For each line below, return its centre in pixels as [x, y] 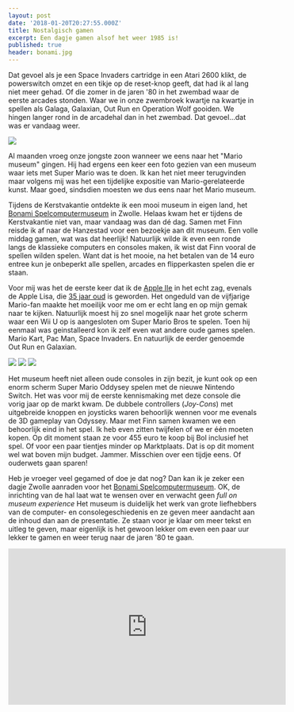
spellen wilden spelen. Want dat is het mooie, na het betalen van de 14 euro [132, 256]
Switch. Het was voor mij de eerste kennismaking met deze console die [125, 395]
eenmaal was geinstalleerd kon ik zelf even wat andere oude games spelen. [132, 330]
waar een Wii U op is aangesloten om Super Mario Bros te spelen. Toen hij [129, 321]
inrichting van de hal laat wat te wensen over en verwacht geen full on [123, 495]
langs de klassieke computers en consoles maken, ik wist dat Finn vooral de [132, 247]
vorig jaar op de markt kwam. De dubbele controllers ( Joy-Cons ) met [121, 404]
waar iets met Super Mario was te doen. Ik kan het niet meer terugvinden [127, 173]
